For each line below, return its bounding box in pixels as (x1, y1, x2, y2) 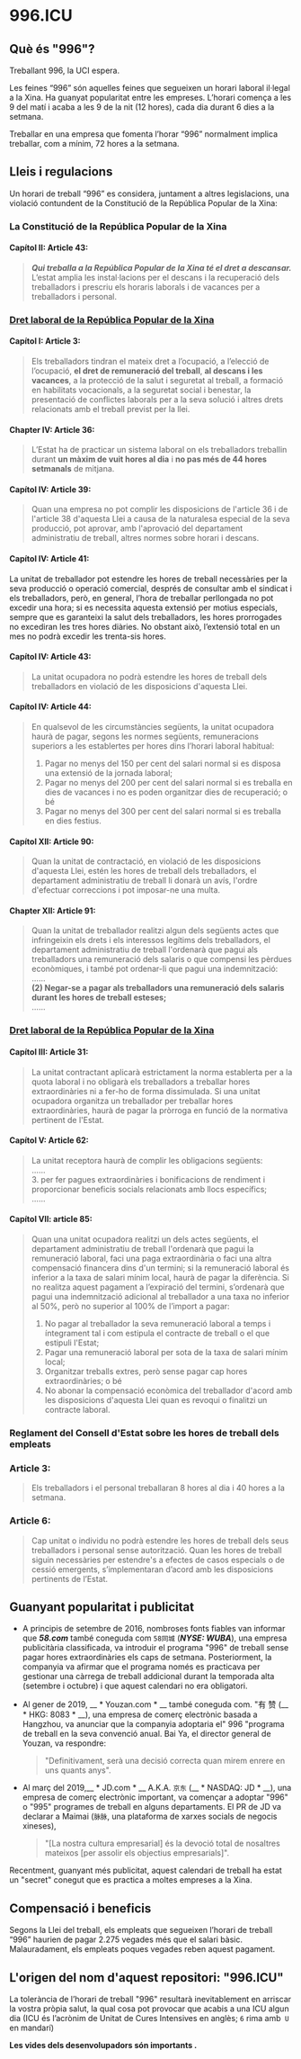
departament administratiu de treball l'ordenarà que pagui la (31, 1244, 254, 1254)
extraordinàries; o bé (44, 1376, 123, 1387)
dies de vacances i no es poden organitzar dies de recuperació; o (44, 787, 288, 797)
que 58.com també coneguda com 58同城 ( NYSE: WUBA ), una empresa (22, 1632, 288, 1643)
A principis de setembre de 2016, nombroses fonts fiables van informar (22, 1623, 286, 1634)
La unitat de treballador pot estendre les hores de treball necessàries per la (9, 573, 288, 584)
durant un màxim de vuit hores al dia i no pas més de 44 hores (31, 454, 268, 464)
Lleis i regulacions (9, 164, 113, 180)
